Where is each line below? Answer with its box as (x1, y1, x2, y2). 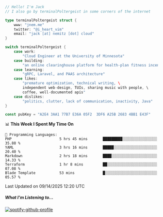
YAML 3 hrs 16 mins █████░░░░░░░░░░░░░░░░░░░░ (5, 145, 158, 150)
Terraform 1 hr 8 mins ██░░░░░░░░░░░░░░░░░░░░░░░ (5, 162, 158, 167)
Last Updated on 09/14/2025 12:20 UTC (5, 184, 85, 189)
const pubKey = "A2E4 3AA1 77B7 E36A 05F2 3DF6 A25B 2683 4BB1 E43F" (5, 112, 151, 117)
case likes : (14, 76, 38, 81)
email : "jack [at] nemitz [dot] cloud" (14, 32, 95, 36)
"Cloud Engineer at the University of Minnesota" (22, 53, 125, 58)
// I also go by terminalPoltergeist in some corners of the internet (5, 9, 151, 14)
